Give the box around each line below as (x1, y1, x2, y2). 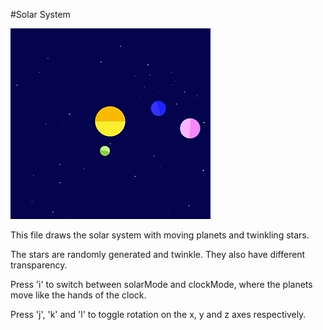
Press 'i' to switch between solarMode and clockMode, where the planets (10, 279, 313, 290)
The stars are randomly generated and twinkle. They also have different (10, 249, 306, 260)
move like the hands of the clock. (10, 289, 147, 301)
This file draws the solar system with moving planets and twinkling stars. (10, 229, 310, 241)
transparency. (10, 259, 68, 271)
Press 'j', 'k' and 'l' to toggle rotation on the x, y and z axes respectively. (10, 309, 307, 320)
